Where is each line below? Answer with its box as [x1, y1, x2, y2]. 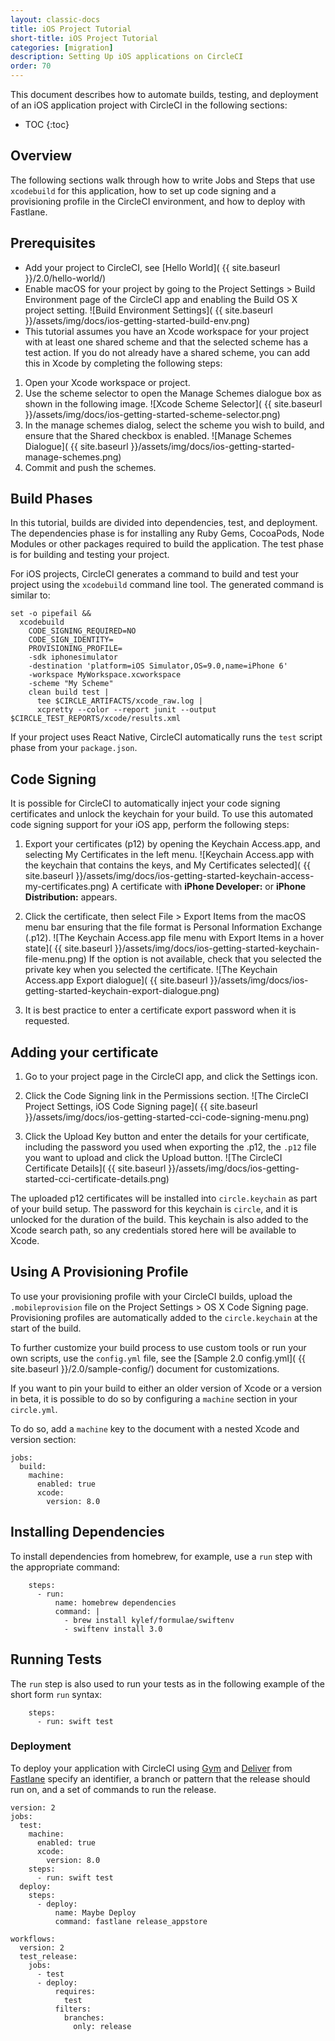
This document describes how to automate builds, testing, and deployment [10, 89, 319, 100]
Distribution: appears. [24, 891, 118, 903]
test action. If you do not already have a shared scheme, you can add [24, 346, 311, 358]
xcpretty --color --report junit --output [36, 705, 217, 715]
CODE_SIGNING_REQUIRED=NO [28, 626, 137, 636]
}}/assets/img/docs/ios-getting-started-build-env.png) [24, 314, 251, 326]
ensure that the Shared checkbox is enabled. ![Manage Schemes [24, 429, 292, 441]
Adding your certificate [10, 1044, 159, 1061]
